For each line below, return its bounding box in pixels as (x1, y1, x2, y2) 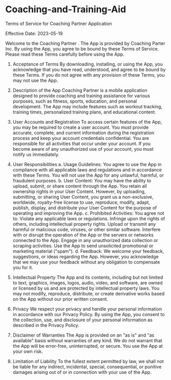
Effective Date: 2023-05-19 (5, 30, 63, 36)
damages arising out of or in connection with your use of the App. (12, 369, 152, 375)
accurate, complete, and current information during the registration (12, 129, 155, 136)
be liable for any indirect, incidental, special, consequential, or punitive (12, 364, 162, 370)
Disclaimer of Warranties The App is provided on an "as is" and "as (12, 332, 155, 338)
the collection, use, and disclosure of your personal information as (12, 317, 153, 323)
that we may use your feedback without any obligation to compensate (12, 259, 160, 265)
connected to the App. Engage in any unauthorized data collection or (12, 237, 159, 243)
